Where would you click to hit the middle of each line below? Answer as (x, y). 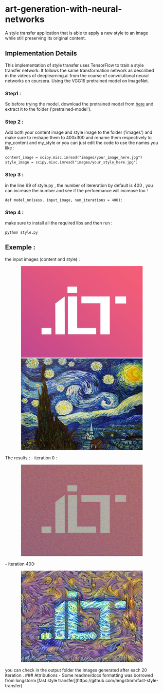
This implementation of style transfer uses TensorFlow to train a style (74, 65)
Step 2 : (14, 122)
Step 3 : (14, 175)
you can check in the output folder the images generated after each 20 (76, 670)
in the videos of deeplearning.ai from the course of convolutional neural (77, 75)
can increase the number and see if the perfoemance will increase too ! (77, 190)
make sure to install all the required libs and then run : (59, 223)
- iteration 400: (20, 564)
